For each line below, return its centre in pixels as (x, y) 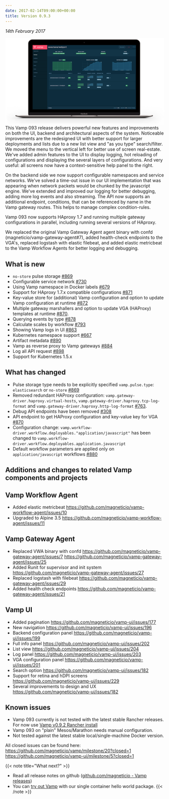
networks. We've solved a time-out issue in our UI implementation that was (83, 180)
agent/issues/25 (30, 562)
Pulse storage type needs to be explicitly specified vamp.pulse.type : (83, 384)
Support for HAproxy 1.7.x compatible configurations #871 (72, 292)
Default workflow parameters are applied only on (63, 449)
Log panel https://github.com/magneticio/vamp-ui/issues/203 (77, 654)
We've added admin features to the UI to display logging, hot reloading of (81, 155)
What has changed (36, 372)
